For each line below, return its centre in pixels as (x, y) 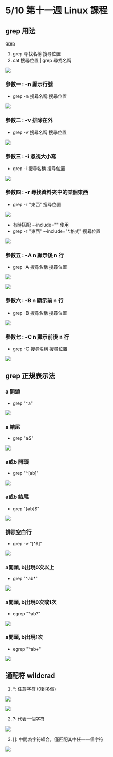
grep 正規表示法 (31, 376)
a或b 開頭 (17, 462)
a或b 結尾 (17, 497)
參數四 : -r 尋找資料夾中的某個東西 (47, 192)
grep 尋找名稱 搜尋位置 (37, 54)
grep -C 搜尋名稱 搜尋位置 (40, 349)
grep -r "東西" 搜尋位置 (37, 205)
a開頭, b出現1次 (24, 637)
